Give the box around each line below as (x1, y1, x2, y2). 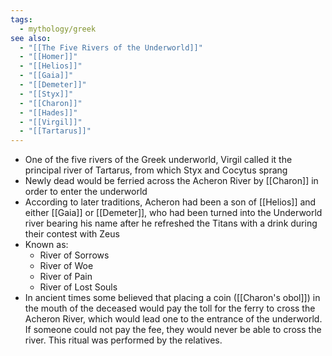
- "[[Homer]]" (19, 52, 78, 62)
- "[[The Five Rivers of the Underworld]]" (19, 42, 203, 53)
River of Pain (39, 271, 93, 283)
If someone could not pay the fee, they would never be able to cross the (24, 324, 322, 336)
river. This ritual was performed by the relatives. (24, 334, 223, 346)
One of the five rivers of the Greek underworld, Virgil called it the (24, 154, 293, 166)
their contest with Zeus (24, 228, 120, 240)
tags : (10, 14, 33, 25)
